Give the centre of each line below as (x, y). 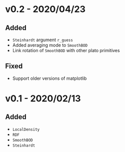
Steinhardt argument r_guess (43, 40)
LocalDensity (26, 129)
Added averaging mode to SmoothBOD (50, 45)
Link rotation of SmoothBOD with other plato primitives (66, 50)
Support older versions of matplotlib (49, 78)
